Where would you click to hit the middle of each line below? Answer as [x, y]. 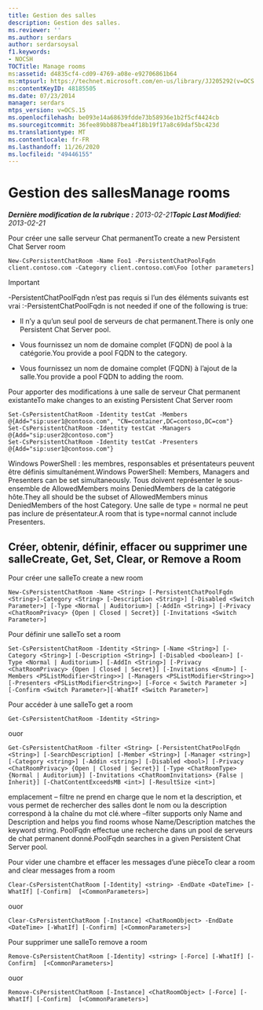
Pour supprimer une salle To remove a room [78, 942]
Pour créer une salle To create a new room [76, 578]
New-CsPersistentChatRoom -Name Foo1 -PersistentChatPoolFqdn [112, 261]
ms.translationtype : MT [47, 132]
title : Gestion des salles [52, 15]
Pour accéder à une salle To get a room [71, 704]
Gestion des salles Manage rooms [119, 193]
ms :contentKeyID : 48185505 [52, 88]
